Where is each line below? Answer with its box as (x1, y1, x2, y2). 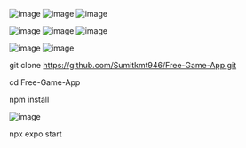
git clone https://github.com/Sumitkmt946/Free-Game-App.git (9, 60, 237, 70)
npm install (9, 94, 50, 105)
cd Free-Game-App (9, 77, 81, 88)
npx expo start (9, 129, 62, 139)
